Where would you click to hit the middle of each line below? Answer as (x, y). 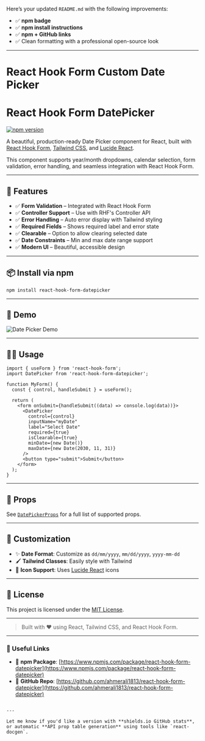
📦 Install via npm (40, 273)
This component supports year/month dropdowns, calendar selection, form (101, 160)
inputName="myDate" (53, 422)
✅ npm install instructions (49, 27)
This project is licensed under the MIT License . (65, 609)
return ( (23, 401)
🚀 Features (27, 191)
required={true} (49, 432)
